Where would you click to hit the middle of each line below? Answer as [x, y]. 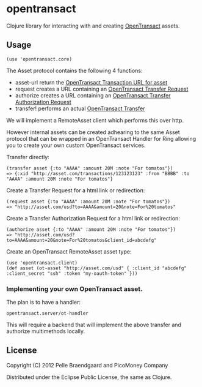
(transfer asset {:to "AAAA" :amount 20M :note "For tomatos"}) [90, 168]
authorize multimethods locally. [46, 331]
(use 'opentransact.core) [39, 59]
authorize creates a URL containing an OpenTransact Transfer [93, 95]
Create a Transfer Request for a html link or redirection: [76, 190]
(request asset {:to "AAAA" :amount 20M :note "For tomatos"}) [88, 201]
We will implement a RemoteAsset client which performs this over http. [95, 120]
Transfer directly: [28, 157]
